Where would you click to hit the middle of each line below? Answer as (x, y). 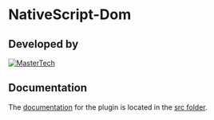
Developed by (44, 44)
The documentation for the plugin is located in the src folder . (108, 107)
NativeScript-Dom (70, 15)
